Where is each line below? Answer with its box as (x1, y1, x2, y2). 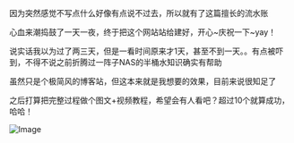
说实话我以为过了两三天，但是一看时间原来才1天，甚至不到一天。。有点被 (9, 46, 276, 56)
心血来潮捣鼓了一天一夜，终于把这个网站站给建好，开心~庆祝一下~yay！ (9, 27, 276, 38)
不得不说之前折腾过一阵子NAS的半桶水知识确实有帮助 (24, 57, 222, 67)
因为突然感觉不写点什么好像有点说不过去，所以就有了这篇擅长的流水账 (9, 8, 269, 18)
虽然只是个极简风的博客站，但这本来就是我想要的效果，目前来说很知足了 (9, 76, 276, 87)
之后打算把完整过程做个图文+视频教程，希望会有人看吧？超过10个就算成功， (9, 95, 290, 105)
